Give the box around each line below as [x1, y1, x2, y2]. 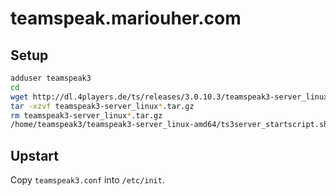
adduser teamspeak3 [10, 73, 92, 83]
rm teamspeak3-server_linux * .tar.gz [10, 110, 163, 121]
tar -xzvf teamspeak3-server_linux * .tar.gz [10, 101, 195, 111]
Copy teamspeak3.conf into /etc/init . [10, 174, 165, 186]
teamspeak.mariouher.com [10, 7, 242, 30]
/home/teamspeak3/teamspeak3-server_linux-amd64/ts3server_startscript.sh [10, 120, 329, 130]
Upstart [10, 147, 60, 164]
